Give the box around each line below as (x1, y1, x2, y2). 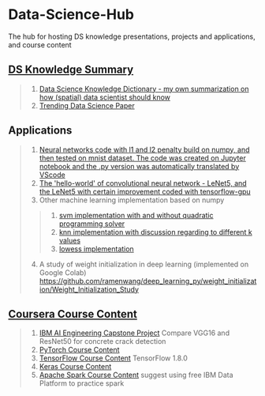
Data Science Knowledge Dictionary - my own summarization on (39, 84, 250, 93)
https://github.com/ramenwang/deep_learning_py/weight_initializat (39, 276, 257, 285)
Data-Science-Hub (8, 6, 134, 24)
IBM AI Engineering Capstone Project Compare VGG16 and (39, 328, 230, 338)
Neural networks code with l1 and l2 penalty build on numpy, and (39, 145, 250, 154)
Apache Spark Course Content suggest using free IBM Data (39, 370, 234, 380)
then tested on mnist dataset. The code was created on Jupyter (39, 153, 246, 163)
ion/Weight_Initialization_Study (39, 285, 140, 294)
